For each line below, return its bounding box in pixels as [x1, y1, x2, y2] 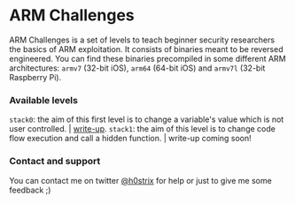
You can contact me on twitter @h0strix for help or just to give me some [9, 175, 272, 185]
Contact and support [9, 155, 101, 168]
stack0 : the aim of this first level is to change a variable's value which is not [9, 114, 284, 125]
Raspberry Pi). [9, 72, 62, 82]
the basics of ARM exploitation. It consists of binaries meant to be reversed [9, 43, 283, 54]
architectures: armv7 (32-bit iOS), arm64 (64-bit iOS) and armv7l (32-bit [9, 63, 266, 73]
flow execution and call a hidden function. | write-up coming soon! [9, 133, 252, 144]
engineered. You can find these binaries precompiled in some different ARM [9, 53, 286, 64]
